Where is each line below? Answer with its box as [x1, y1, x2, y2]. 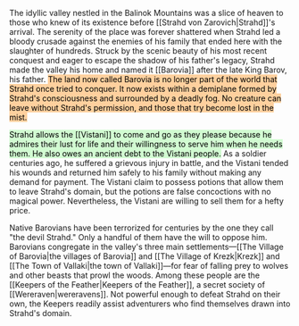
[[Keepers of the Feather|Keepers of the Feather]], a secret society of [9, 280, 266, 289]
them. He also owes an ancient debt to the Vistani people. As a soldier [9, 148, 267, 159]
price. [9, 205, 31, 215]
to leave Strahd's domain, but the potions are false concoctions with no [9, 187, 271, 196]
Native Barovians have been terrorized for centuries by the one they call [9, 222, 274, 233]
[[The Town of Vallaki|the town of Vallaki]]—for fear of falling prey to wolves [9, 261, 288, 271]
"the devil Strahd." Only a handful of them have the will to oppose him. [9, 232, 268, 242]
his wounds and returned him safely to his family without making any [9, 167, 262, 178]
